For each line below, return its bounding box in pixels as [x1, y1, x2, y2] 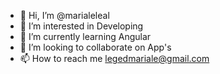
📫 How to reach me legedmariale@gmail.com [19, 53, 210, 64]
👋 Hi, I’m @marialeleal [19, 10, 110, 21]
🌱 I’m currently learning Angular [19, 31, 152, 42]
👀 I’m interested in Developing [19, 20, 144, 32]
